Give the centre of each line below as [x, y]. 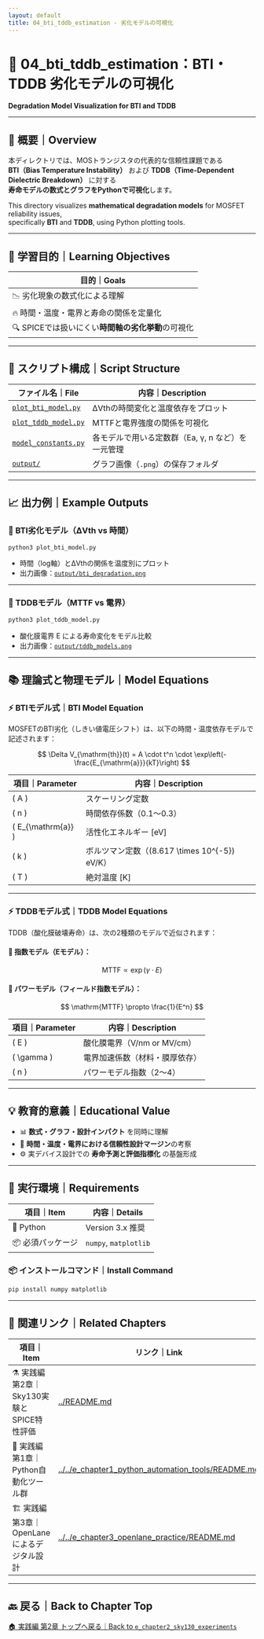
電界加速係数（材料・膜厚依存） [142, 1058]
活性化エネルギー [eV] [126, 832]
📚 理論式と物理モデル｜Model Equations [109, 680]
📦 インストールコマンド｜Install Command [91, 1270]
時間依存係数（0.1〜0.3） [134, 814]
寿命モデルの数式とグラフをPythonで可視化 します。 [92, 190]
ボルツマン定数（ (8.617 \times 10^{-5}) [161, 851]
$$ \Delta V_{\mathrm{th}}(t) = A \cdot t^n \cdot [115, 755]
